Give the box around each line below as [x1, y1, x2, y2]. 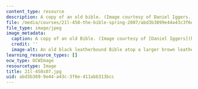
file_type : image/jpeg [6, 25, 62, 31]
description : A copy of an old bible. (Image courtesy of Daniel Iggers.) [6, 14, 194, 20]
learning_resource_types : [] [6, 52, 78, 58]
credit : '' [11, 42, 38, 47]
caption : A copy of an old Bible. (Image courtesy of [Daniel [11, 36, 167, 42]
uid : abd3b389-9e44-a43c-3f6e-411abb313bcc [6, 74, 115, 80]
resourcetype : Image [6, 63, 57, 69]
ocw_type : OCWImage [6, 57, 54, 63]
